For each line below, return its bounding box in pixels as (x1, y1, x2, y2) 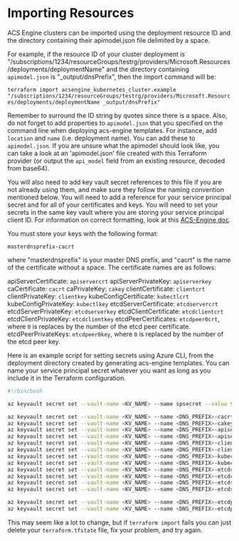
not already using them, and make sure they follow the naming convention (7, 185, 224, 193)
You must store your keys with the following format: (7, 229, 159, 237)
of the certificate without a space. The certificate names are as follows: (7, 263, 217, 272)
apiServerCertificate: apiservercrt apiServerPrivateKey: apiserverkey (7, 277, 212, 285)
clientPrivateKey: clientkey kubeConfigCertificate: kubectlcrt (7, 291, 190, 300)
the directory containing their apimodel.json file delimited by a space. (7, 36, 211, 44)
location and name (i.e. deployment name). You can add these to (7, 134, 196, 142)
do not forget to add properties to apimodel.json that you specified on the (7, 119, 223, 127)
